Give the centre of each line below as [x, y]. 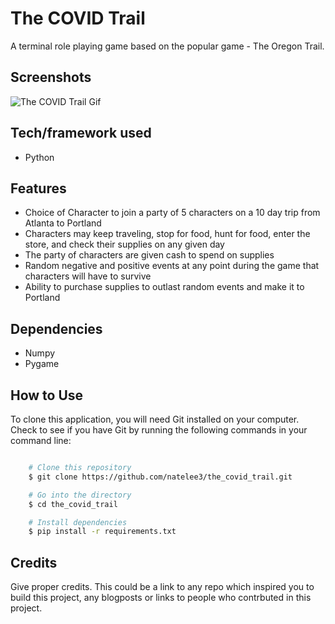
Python [39, 157]
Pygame [42, 364]
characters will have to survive [88, 276]
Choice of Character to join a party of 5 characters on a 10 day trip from [172, 213]
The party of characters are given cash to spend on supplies [149, 255]
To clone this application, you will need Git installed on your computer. [155, 419]
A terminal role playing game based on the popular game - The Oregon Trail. [167, 46]
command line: [41, 440]
